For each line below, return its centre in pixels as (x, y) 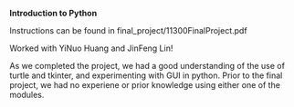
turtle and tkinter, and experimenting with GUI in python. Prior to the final (146, 75)
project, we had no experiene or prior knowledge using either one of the (145, 85)
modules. (27, 95)
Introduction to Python (53, 13)
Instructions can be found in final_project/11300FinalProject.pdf (129, 30)
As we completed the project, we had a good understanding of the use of (147, 66)
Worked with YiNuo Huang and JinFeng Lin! (91, 48)
